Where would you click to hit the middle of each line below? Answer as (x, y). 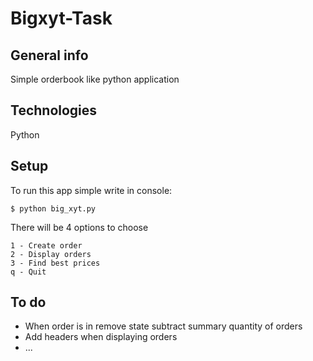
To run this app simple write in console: (91, 190)
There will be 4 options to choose (79, 227)
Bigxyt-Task (61, 18)
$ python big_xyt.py (53, 208)
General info (49, 55)
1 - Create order (46, 245)
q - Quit (28, 272)
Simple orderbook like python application (95, 79)
